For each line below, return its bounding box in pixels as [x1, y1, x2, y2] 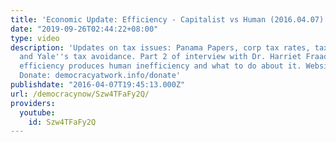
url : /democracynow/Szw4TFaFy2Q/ [10, 89, 150, 99]
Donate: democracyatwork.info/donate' [19, 71, 182, 81]
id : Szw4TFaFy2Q [28, 117, 97, 127]
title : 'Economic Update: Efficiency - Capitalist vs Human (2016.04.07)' [10, 14, 329, 25]
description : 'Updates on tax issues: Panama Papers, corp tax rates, [10, 42, 311, 53]
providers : [10, 98, 56, 108]
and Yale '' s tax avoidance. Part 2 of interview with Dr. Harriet [19, 52, 302, 62]
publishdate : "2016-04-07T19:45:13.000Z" [10, 80, 186, 90]
